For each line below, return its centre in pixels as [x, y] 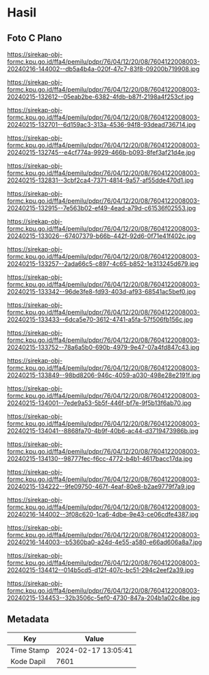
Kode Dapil [28, 661]
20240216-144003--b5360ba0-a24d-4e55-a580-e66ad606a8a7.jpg [104, 542]
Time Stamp [30, 650]
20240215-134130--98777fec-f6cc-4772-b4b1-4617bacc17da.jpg [100, 458]
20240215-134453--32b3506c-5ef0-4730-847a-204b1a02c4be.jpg [103, 598]
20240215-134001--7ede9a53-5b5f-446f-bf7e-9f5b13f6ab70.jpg [99, 403]
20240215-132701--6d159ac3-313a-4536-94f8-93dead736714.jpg [102, 124]
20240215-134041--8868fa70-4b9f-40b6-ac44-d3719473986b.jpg [103, 431]
